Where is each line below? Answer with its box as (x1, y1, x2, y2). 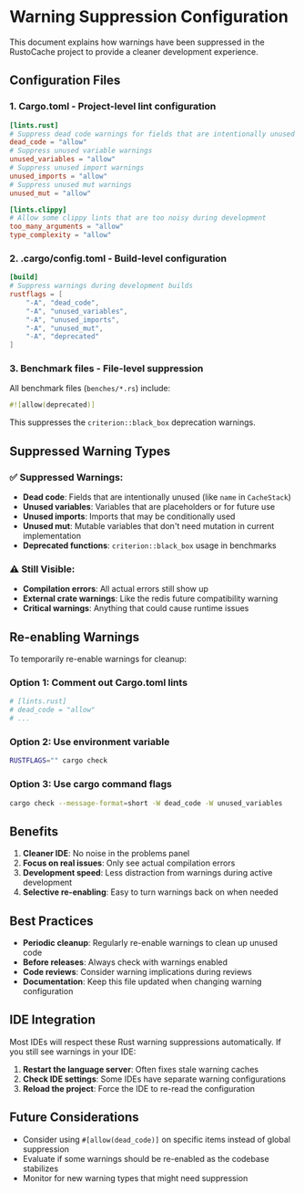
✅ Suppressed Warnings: (9, 471, 124, 483)
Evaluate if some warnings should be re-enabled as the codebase (22, 1153, 270, 1164)
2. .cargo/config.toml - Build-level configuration (9, 252, 228, 265)
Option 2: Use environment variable (9, 735, 170, 748)
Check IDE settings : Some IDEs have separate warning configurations (22, 1074, 287, 1084)
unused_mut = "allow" (9, 189, 92, 198)
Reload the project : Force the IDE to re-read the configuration (22, 1083, 256, 1094)
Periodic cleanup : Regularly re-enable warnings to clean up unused (22, 938, 279, 949)
